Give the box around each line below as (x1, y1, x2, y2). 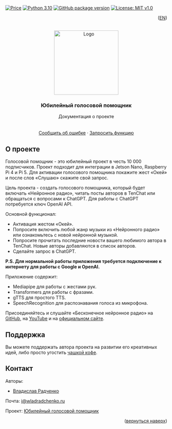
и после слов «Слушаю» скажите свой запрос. (5, 175, 109, 181)
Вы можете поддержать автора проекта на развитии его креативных (5, 344, 158, 350)
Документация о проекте (58, 114, 114, 120)
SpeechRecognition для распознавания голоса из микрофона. (12, 300, 148, 306)
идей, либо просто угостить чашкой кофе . (5, 349, 98, 356)
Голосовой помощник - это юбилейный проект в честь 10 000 (5, 158, 142, 164)
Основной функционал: (5, 211, 56, 217)
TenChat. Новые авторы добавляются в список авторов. (12, 243, 137, 249)
